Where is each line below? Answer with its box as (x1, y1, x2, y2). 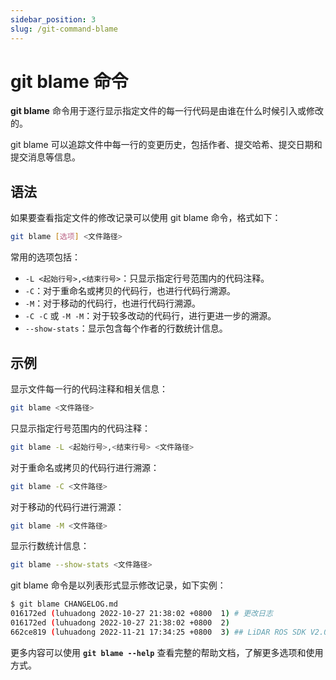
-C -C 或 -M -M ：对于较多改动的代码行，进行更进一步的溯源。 (24, 310, 277, 322)
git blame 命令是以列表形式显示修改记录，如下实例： (10, 579, 227, 591)
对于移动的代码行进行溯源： (10, 501, 125, 513)
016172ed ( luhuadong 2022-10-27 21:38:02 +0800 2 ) (10, 618, 230, 628)
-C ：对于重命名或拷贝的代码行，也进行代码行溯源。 (24, 285, 237, 297)
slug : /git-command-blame (10, 24, 118, 34)
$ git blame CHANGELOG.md (10, 599, 118, 610)
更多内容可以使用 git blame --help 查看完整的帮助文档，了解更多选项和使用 (10, 646, 324, 658)
